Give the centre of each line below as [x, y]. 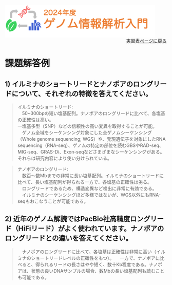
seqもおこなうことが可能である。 [53, 201]
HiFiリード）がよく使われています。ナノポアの [91, 229]
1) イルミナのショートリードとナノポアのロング [79, 84]
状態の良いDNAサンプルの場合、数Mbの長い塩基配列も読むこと [98, 271]
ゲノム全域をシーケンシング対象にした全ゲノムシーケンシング [87, 132]
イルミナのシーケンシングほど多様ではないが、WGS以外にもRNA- [91, 195]
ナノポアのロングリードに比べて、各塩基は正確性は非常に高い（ [89, 252]
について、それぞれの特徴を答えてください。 [82, 94]
